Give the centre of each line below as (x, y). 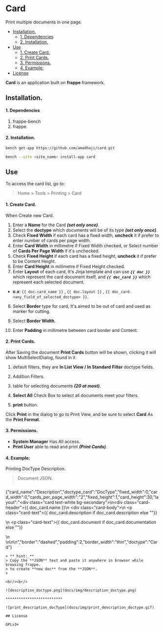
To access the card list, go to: (35, 184)
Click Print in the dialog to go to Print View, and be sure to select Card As (79, 414)
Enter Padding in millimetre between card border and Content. (75, 330)
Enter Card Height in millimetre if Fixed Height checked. (69, 266)
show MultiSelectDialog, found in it (41, 357)
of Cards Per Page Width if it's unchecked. (56, 251)
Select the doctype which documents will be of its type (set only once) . (85, 230)
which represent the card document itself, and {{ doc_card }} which (82, 277)
